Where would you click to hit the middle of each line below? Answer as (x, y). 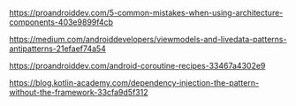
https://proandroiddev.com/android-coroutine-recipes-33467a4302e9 (137, 66)
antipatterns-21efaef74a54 (57, 49)
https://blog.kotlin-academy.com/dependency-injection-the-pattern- (134, 83)
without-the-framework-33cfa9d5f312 (79, 92)
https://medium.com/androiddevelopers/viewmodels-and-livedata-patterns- (148, 39)
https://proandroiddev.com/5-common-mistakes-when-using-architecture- (146, 13)
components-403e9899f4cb (61, 22)
